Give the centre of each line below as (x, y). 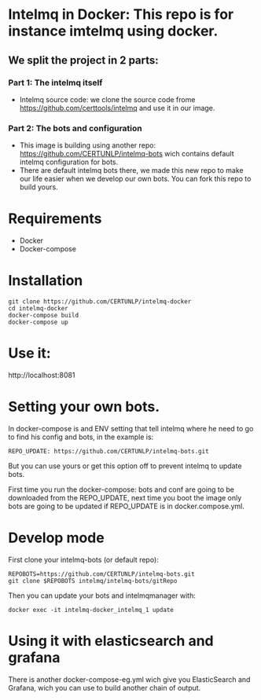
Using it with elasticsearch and (111, 641)
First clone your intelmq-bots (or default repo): (83, 559)
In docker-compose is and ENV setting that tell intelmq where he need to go (131, 428)
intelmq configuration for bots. (69, 162)
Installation (46, 281)
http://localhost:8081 (42, 375)
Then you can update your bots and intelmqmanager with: (102, 596)
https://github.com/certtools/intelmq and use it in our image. (117, 108)
